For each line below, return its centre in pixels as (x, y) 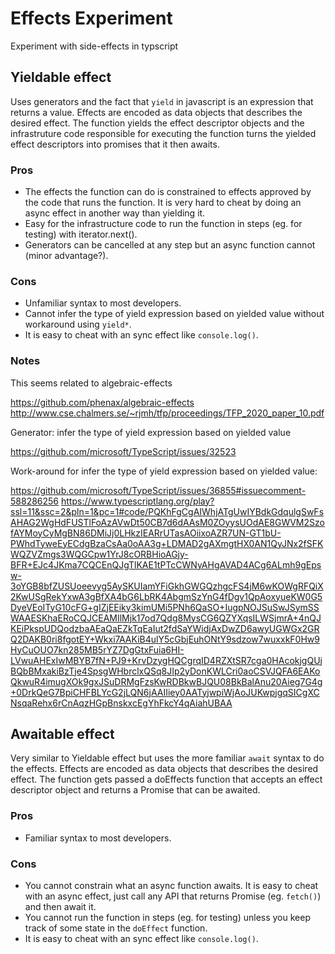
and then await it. (60, 907)
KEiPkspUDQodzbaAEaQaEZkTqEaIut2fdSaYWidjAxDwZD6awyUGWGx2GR (165, 628)
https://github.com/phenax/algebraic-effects (102, 402)
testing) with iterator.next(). (81, 234)
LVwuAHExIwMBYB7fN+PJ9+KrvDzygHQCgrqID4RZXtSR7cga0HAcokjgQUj (166, 660)
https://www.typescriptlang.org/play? (137, 501)
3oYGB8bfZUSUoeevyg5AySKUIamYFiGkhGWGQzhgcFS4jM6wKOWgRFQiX (167, 586)
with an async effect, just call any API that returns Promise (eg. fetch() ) (173, 896)
